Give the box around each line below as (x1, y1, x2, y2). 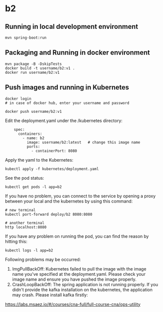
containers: (18, 131, 42, 136)
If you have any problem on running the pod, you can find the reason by (5, 233, 149, 239)
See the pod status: (5, 175, 44, 181)
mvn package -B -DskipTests (5, 62, 62, 66)
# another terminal (5, 220, 45, 225)
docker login (5, 96, 32, 101)
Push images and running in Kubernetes (5, 83, 129, 92)
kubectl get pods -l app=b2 (5, 184, 62, 189)
